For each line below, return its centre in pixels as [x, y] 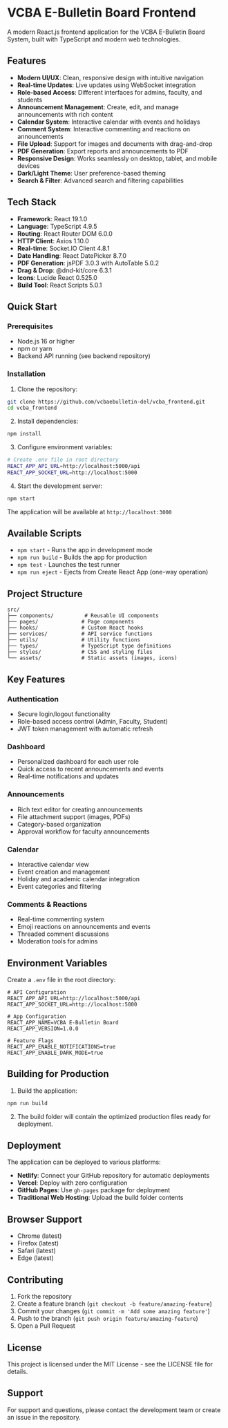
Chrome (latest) [39, 1236]
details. [18, 1371]
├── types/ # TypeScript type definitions [89, 646]
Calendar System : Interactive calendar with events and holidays [108, 122]
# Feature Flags [30, 1041]
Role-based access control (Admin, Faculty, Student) [92, 721]
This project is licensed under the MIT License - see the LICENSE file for [110, 1364]
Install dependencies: [48, 421]
